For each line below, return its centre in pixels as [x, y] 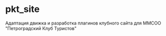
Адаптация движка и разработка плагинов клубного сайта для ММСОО [83, 23]
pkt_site [22, 9]
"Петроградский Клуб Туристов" [41, 28]
